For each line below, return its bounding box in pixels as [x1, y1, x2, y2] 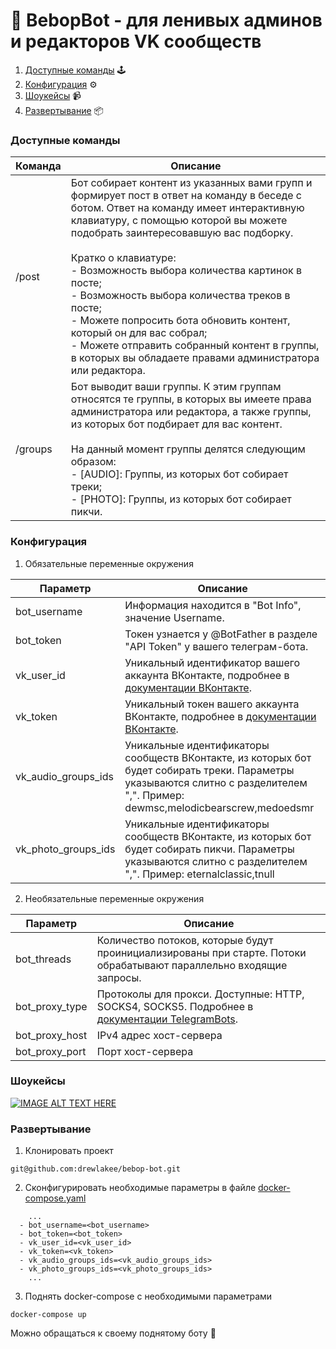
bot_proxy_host [15, 1028, 88, 1042]
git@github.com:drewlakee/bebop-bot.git [10, 1164, 182, 1174]
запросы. [96, 970, 142, 984]
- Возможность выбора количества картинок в [70, 264, 303, 278]
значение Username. [124, 610, 225, 624]
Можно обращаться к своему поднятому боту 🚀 [10, 1327, 217, 1339]
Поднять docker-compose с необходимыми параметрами [24, 1290, 273, 1303]
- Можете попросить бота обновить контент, [70, 314, 291, 328]
